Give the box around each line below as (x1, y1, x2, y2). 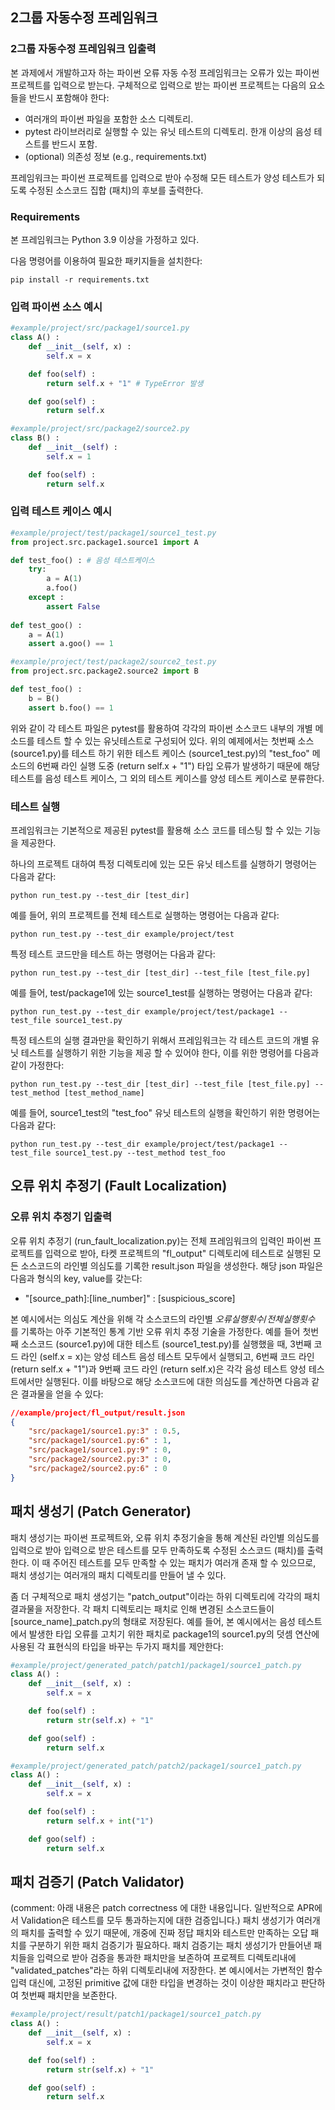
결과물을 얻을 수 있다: (20, 1388, 104, 1400)
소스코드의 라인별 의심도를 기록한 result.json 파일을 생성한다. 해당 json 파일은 (20, 1259, 324, 1272)
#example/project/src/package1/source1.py (10, 323, 190, 333)
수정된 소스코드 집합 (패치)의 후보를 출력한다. (28, 184, 204, 196)
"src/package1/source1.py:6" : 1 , (28, 1436, 172, 1446)
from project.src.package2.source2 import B (10, 666, 199, 677)
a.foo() (46, 583, 78, 593)
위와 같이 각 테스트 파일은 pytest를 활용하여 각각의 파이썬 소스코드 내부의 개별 (10, 722, 313, 734)
